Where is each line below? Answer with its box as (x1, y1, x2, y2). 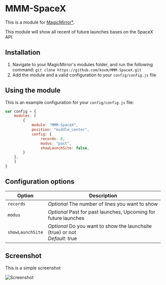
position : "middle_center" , (31, 127, 90, 132)
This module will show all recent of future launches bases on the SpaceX (5, 29, 153, 35)
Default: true (47, 235, 78, 242)
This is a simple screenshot (5, 265, 61, 271)
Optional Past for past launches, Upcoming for (47, 208, 156, 215)
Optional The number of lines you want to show (47, 200, 158, 207)
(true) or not (47, 229, 77, 236)
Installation (5, 48, 41, 57)
